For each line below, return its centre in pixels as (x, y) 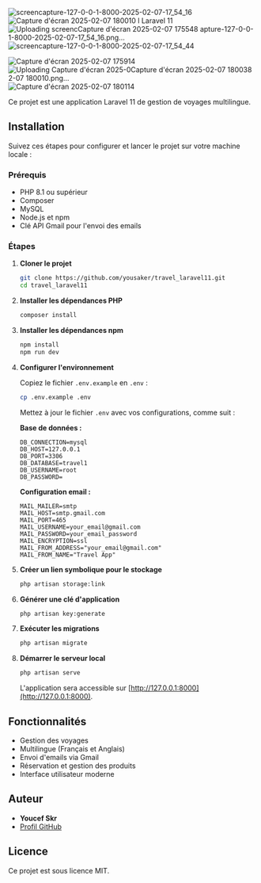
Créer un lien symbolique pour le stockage (91, 569)
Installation (36, 127)
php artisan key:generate (62, 614)
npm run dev (39, 352)
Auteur (26, 799)
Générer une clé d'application (70, 599)
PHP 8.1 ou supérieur (54, 192)
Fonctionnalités (47, 721)
